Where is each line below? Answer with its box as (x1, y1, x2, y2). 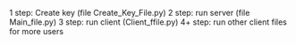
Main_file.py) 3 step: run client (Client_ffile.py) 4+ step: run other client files (9, 17, 288, 27)
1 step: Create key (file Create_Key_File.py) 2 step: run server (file (9, 8, 250, 18)
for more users (9, 26, 64, 36)
